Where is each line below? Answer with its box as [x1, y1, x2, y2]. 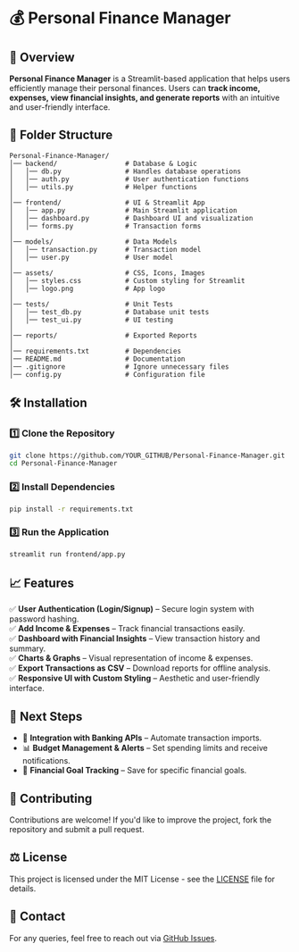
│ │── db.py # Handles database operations [9, 167, 242, 176]
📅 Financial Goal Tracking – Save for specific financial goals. [21, 765, 247, 776]
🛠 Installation [9, 396, 87, 411]
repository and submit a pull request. [9, 824, 145, 835]
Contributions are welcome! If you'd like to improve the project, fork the [9, 814, 272, 825]
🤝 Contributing [9, 790, 93, 806]
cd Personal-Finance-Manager [9, 459, 118, 468]
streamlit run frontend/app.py [9, 549, 126, 559]
